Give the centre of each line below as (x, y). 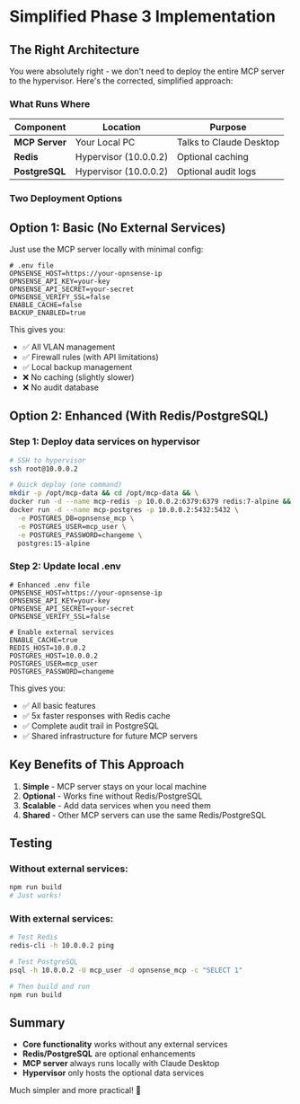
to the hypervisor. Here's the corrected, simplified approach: (121, 81)
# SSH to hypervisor (48, 460)
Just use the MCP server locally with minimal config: (106, 250)
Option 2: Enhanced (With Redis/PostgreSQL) (139, 416)
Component (40, 128)
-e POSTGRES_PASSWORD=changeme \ (80, 535)
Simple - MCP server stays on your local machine (114, 786)
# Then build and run (50, 986)
